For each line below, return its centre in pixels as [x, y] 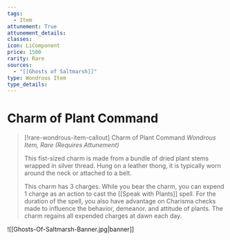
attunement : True [32, 26]
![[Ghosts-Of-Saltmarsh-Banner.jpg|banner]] [71, 230]
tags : [15, 13]
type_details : [28, 84]
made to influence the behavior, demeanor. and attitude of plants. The [123, 209]
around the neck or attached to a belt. [78, 173]
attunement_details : [37, 33]
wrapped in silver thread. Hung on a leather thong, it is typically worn [122, 166]
